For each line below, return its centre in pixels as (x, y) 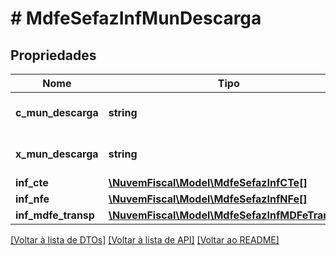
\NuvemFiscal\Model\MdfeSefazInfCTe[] (208, 182)
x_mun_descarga (57, 154)
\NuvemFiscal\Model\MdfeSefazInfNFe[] (208, 199)
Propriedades (53, 55)
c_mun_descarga (57, 112)
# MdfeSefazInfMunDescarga (136, 18)
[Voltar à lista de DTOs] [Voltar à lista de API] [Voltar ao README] (145, 240)
